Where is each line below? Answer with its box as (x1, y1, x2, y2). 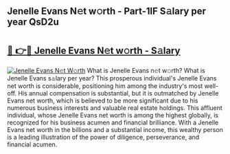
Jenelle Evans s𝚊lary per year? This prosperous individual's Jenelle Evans (7, 74, 217, 82)
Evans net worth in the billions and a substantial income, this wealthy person (7, 126, 223, 133)
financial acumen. (7, 140, 58, 148)
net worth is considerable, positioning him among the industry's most (7, 82, 203, 90)
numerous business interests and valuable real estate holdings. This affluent (7, 104, 223, 112)
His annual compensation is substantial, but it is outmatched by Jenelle (18, 89, 219, 97)
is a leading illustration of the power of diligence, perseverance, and (7, 133, 200, 141)
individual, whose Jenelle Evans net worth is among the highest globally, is (7, 111, 218, 119)
